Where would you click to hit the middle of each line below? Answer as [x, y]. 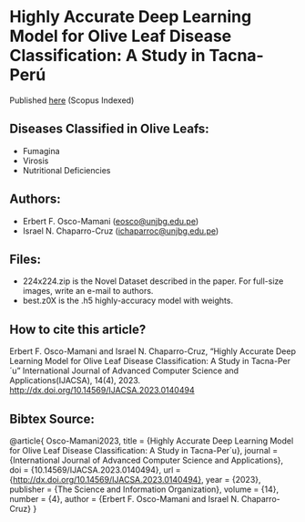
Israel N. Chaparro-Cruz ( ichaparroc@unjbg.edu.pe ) [121, 231]
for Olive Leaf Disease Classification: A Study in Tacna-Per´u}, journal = [144, 450]
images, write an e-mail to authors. [88, 291]
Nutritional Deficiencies [66, 170]
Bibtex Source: [52, 418]
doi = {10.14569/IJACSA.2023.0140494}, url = [95, 470]
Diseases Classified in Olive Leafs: [109, 129]
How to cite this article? [78, 329]
